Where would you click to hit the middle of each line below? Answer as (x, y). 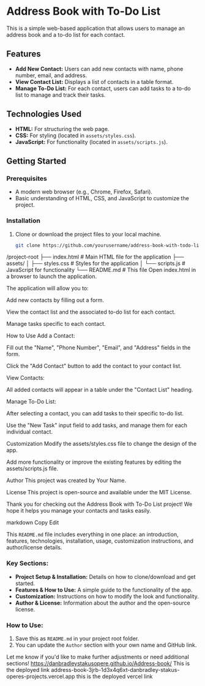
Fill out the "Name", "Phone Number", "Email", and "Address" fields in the (99, 348)
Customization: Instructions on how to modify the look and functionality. (107, 596)
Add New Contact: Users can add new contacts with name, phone (99, 69)
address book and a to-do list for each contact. (66, 34)
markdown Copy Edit (33, 522)
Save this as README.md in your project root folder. (77, 639)
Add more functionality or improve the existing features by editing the (94, 462)
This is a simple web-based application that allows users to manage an (96, 28)
